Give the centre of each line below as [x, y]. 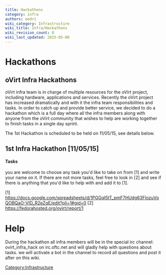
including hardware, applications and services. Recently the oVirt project [79, 97]
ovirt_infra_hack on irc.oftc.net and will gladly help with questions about [79, 247]
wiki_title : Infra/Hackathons [36, 28]
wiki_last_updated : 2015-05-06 [37, 38]
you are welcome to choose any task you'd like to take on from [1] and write [82, 172]
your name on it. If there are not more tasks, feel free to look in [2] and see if [83, 178]
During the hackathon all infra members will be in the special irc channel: [79, 242]
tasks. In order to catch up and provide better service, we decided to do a [80, 108]
